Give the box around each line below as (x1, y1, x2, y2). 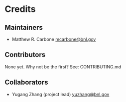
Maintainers (4, 23, 43, 32)
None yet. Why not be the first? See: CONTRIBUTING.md (4, 63, 122, 70)
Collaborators (4, 78, 48, 87)
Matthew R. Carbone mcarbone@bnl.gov (11, 36, 96, 42)
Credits (4, 3, 36, 15)
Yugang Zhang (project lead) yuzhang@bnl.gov (11, 91, 110, 97)
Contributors (4, 51, 46, 59)
